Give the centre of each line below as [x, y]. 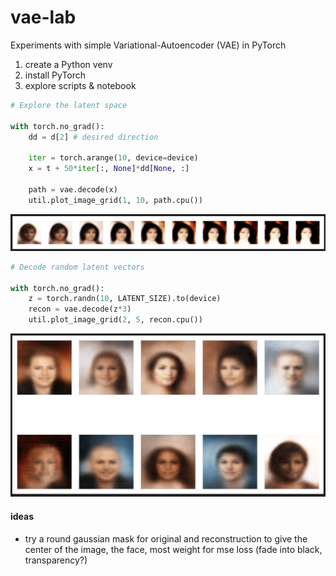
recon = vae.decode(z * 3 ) [80, 309]
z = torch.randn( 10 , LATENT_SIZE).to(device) [125, 299]
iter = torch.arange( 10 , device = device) [113, 158]
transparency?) [56, 560]
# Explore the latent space [69, 105]
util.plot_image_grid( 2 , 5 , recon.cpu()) [115, 320]
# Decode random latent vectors [77, 267]
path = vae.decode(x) [73, 189]
